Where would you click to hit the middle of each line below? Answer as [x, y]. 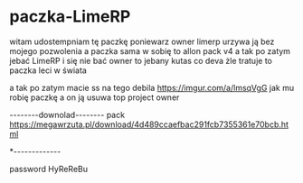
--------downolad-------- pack [67, 114]
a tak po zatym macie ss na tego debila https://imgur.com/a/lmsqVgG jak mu [152, 87]
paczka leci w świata [48, 70]
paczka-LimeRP [70, 17]
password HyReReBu [49, 169]
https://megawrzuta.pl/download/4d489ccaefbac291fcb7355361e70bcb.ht [149, 124]
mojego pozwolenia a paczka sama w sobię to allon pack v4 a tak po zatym [150, 50]
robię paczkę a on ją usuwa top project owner [95, 97]
